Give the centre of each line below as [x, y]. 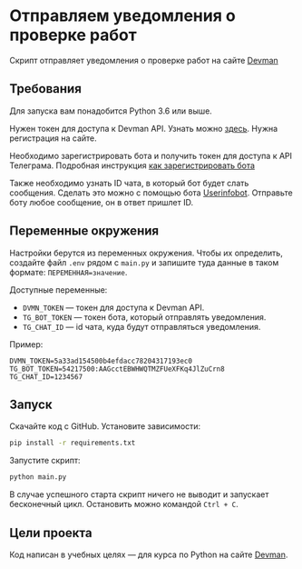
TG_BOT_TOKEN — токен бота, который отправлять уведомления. [144, 317]
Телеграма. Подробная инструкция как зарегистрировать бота [132, 165]
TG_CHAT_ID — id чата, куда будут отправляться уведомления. [141, 326]
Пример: [26, 344]
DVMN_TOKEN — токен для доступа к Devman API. [113, 307]
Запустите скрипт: [45, 461]
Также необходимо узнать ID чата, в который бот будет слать [129, 183]
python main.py [38, 477]
